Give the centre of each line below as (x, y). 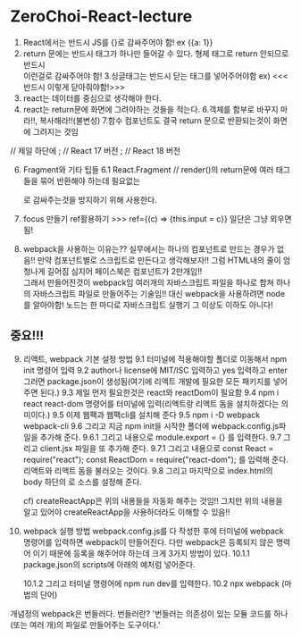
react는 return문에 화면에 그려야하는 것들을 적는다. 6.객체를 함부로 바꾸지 (151, 109)
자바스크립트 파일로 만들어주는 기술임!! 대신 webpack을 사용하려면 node (159, 293)
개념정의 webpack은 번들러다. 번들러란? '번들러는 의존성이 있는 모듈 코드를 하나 (149, 613)
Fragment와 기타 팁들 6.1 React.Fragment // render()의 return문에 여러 (148, 169)
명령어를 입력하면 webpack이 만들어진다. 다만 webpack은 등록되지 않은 (149, 541)
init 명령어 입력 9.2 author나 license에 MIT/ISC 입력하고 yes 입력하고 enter (155, 370)
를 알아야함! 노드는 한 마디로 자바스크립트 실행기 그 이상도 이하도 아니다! (148, 305)
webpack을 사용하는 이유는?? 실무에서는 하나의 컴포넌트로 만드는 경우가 (149, 248)
